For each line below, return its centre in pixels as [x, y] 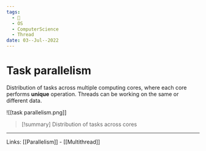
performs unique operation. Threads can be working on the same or [93, 94]
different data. [24, 100]
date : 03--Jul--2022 [33, 40]
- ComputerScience [36, 29]
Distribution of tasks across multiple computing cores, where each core [97, 87]
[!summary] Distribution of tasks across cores [79, 124]
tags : [13, 12]
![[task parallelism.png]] [36, 112]
